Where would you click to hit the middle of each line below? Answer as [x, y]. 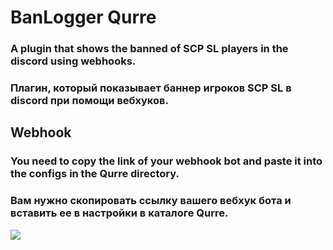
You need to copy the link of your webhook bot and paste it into [166, 161]
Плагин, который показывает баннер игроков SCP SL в [151, 88]
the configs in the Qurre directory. [95, 174]
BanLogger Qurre [83, 17]
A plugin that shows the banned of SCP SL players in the [149, 49]
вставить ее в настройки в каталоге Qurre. [119, 213]
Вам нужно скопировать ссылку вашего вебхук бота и [151, 201]
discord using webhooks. [73, 61]
